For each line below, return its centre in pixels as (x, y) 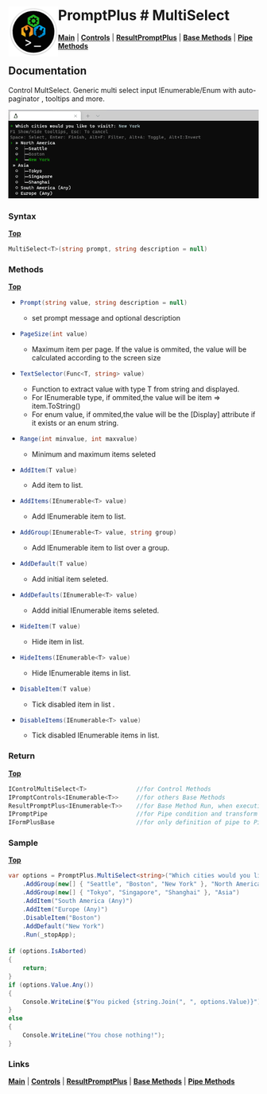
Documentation (48, 71)
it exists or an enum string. (75, 422)
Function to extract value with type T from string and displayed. (135, 389)
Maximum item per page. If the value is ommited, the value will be (139, 349)
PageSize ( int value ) (54, 334)
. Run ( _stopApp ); (50, 934)
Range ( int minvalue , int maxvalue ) (79, 439)
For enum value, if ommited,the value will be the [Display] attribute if (143, 414)
